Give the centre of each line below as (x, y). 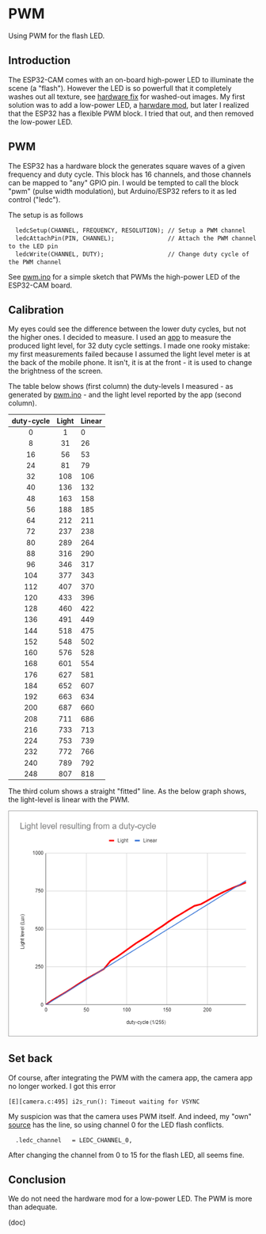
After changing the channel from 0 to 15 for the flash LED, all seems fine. (126, 1155)
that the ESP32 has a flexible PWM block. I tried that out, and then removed (131, 113)
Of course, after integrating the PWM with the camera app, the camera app (131, 1077)
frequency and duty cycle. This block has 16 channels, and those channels (130, 174)
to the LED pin (33, 246)
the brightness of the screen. (55, 371)
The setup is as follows (46, 215)
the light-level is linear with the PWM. (69, 800)
